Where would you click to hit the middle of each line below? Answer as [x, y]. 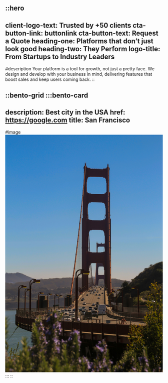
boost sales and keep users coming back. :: [50, 79]
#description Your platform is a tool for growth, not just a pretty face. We [80, 69]
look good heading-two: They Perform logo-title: [83, 49]
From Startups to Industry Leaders [60, 56]
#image [13, 132]
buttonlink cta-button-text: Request [101, 33]
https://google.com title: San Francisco [68, 120]
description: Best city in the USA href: [65, 112]
